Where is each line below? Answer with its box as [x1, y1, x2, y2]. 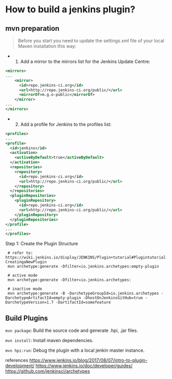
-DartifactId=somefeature [55, 300, 111, 305]
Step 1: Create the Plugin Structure [5, 241, 78, 247]
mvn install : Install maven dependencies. [5, 337, 94, 343]
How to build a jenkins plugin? [5, 4, 136, 15]
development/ [5, 363, 35, 369]
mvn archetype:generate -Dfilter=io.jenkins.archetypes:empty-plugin [7, 264, 159, 269]
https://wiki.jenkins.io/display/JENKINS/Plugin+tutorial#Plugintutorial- [5, 255, 168, 260]
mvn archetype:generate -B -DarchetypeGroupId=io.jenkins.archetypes [7, 291, 159, 296]
